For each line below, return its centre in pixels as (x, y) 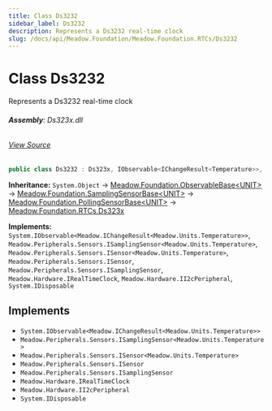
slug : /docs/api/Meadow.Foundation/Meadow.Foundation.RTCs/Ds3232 (123, 39)
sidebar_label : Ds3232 (47, 24)
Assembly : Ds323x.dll (46, 119)
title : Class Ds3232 (43, 16)
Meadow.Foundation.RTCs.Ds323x (66, 210)
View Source (30, 145)
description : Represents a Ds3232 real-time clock (96, 31)
